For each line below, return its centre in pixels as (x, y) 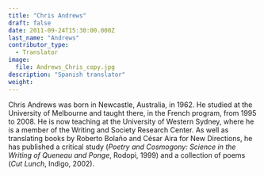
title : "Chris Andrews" (48, 15)
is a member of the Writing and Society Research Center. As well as (119, 130)
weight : (21, 82)
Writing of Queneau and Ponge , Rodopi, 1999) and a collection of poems (127, 155)
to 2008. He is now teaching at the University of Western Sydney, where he (131, 121)
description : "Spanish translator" (67, 75)
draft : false (30, 23)
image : (19, 60)
